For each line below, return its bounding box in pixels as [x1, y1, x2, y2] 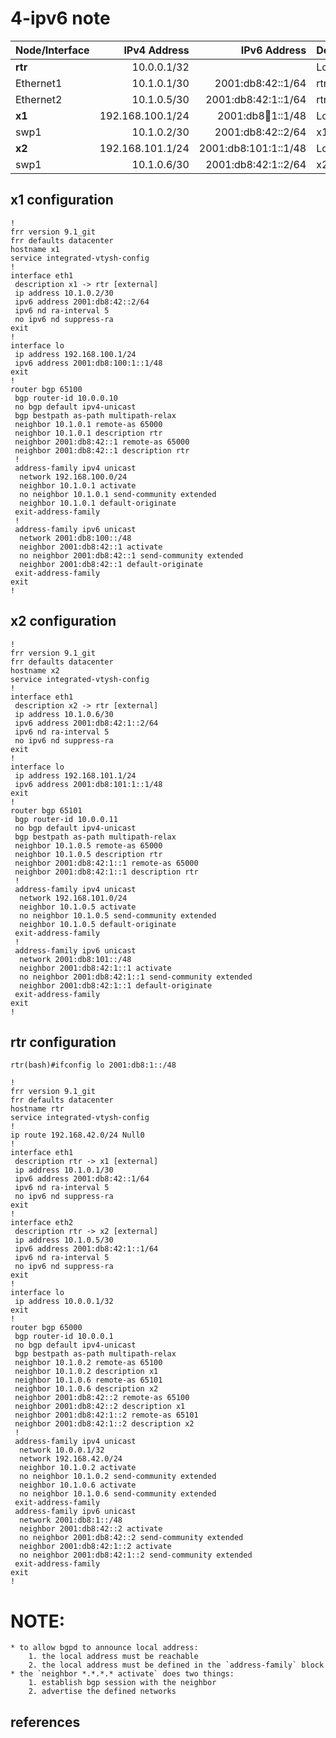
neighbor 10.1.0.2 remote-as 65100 [14, 1358, 163, 1368]
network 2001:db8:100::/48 [19, 533, 132, 543]
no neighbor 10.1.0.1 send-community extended [19, 489, 217, 499]
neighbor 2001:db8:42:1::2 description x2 [14, 1419, 195, 1429]
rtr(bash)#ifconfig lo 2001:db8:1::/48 [10, 1060, 177, 1071]
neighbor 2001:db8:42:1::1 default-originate [19, 980, 213, 991]
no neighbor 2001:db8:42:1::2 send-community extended [19, 1550, 253, 1561]
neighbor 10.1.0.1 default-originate [19, 498, 177, 508]
